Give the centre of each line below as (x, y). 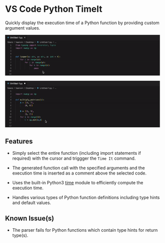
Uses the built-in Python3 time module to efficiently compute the (78, 183)
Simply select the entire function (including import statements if (77, 153)
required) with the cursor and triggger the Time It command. (74, 158)
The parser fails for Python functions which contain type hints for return (85, 230)
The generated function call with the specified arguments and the (78, 168)
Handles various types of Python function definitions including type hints (86, 198)
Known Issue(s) (30, 218)
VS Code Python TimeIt (54, 9)
